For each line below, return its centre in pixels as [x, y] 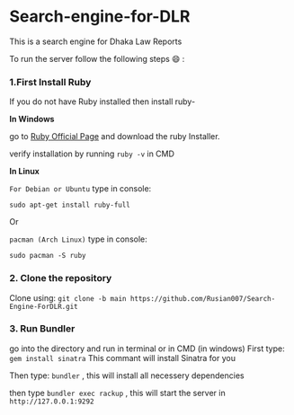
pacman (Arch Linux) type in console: [78, 239]
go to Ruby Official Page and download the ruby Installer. [115, 137]
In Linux [25, 172]
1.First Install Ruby [50, 82]
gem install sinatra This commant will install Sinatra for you [123, 358]
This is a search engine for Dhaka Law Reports [96, 41]
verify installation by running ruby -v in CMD [92, 154]
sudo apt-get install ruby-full [70, 205]
